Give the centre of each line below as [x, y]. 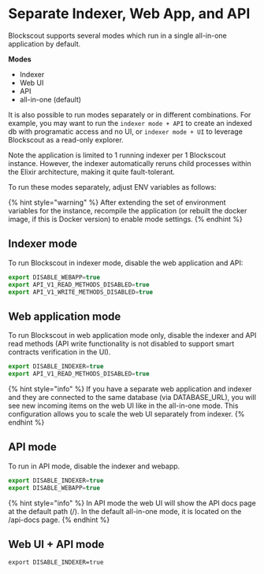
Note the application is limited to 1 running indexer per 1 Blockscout [117, 155]
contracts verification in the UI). [59, 352]
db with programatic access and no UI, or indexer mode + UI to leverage [125, 131]
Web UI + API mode [56, 544]
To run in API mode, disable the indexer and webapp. [94, 466]
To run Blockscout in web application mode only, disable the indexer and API [132, 335]
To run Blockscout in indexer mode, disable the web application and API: [126, 263]
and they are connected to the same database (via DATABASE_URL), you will [132, 397]
